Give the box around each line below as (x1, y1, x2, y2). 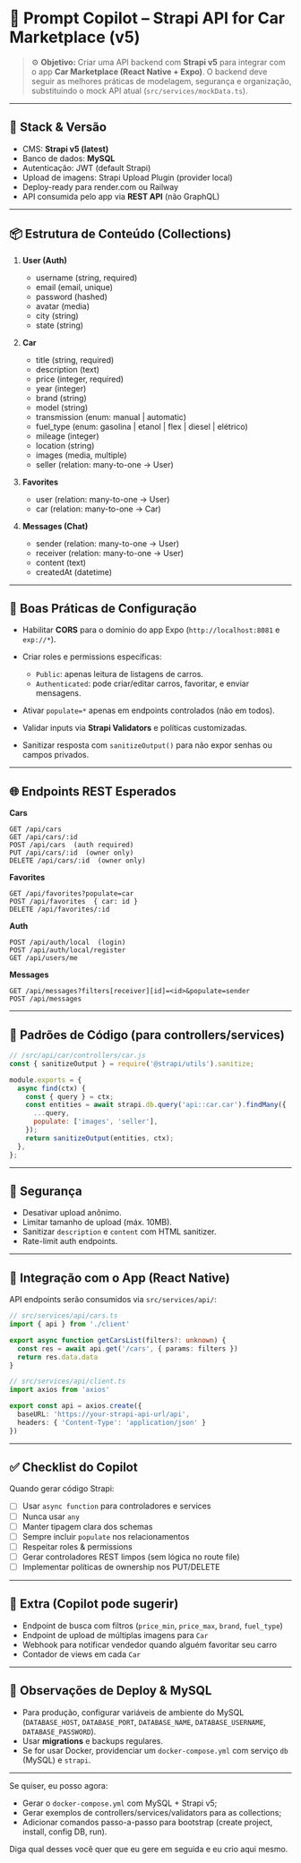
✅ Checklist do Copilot (9, 1460, 138, 1475)
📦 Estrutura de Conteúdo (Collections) (9, 227, 232, 242)
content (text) (35, 557, 87, 568)
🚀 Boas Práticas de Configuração (9, 600, 197, 616)
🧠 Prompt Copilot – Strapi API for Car (9, 8, 285, 29)
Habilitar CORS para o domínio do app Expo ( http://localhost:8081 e (21, 624, 280, 635)
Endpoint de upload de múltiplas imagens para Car (21, 1629, 209, 1640)
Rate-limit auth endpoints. (21, 1236, 118, 1247)
